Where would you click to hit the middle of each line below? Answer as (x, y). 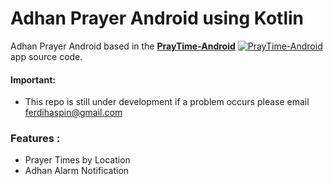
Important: (33, 79)
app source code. (46, 56)
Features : (35, 139)
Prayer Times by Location (77, 160)
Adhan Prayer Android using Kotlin (157, 18)
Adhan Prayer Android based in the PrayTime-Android (123, 46)
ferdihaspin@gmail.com (73, 113)
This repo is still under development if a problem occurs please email (167, 102)
